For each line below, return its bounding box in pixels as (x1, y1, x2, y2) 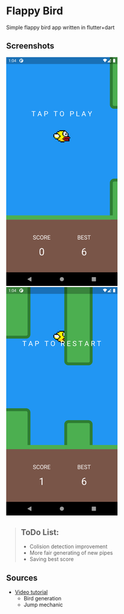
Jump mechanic (23, 601, 63, 609)
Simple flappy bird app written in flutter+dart (6, 24, 115, 31)
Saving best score (29, 556, 74, 563)
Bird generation (23, 595, 62, 602)
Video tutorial (14, 588, 48, 596)
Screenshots (6, 41, 55, 51)
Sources (6, 572, 38, 583)
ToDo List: (20, 527, 59, 537)
